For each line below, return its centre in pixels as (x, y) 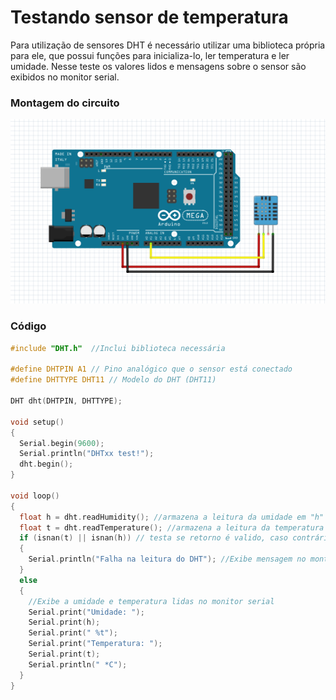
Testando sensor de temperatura (149, 17)
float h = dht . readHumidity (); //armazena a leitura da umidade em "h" (172, 517)
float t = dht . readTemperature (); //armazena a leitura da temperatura (172, 527)
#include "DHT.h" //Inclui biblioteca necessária (118, 348)
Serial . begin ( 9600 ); (62, 443)
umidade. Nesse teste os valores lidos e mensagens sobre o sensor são (158, 66)
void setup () (37, 422)
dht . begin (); (46, 464)
